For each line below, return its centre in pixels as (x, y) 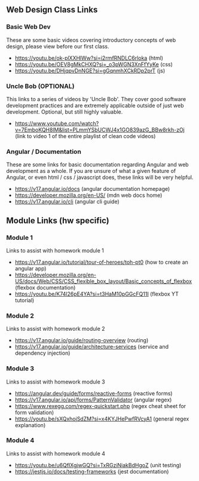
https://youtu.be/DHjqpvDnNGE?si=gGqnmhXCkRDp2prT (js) (90, 71)
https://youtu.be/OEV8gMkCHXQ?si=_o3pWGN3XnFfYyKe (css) (94, 64)
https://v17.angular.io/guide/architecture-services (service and (92, 347)
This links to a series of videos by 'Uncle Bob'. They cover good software (96, 99)
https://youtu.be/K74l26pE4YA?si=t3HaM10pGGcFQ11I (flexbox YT (97, 294)
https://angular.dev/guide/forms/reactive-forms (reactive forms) (94, 393)
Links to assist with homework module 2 (56, 329)
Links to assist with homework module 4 (56, 453)
